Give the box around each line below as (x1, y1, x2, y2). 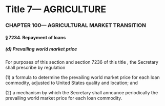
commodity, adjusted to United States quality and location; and (5, 79, 138, 86)
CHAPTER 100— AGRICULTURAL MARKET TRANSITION (5, 22, 146, 29)
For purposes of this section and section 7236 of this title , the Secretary (5, 59, 159, 65)
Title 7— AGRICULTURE (5, 4, 107, 15)
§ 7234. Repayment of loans (5, 34, 66, 40)
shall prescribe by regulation (5, 64, 66, 70)
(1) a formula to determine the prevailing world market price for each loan (5, 74, 160, 80)
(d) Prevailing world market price (5, 46, 77, 52)
